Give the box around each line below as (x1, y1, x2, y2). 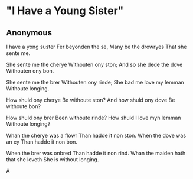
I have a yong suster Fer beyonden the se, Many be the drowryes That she (6, 43, 187, 50)
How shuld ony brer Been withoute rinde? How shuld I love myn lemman (6, 114, 181, 121)
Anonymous (6, 28, 52, 38)
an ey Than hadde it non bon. (6, 138, 78, 145)
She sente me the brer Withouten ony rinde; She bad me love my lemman (6, 79, 184, 86)
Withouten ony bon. (6, 67, 54, 74)
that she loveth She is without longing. (6, 156, 99, 163)
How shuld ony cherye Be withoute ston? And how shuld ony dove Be (6, 96, 175, 103)
